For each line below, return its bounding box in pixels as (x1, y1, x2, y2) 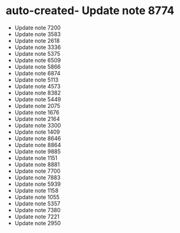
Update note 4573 (14, 82, 61, 90)
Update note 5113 (14, 76, 59, 83)
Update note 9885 (14, 148, 61, 155)
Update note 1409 (14, 128, 61, 136)
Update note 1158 (14, 186, 59, 194)
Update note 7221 (14, 213, 59, 220)
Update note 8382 (14, 89, 61, 96)
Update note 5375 (14, 50, 61, 57)
